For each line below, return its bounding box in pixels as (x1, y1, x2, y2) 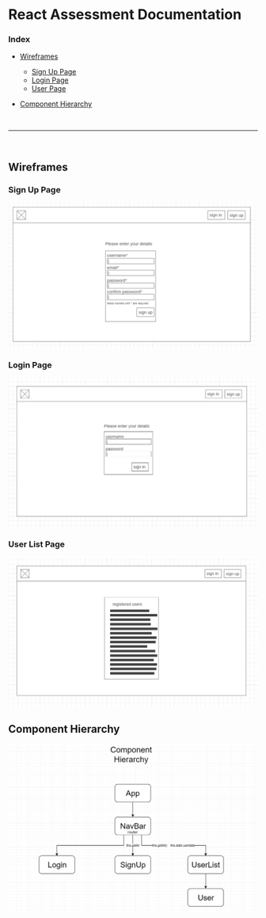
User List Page (8, 539, 66, 550)
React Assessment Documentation (8, 6, 242, 24)
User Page (31, 84, 66, 93)
